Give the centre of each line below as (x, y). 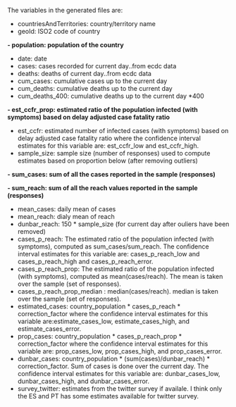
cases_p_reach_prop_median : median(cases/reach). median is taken (118, 291)
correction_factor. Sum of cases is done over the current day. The (113, 366)
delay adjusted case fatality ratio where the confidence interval (109, 138)
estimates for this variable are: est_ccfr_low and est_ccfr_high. (108, 146)
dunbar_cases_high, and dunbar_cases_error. (83, 381)
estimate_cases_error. (49, 329)
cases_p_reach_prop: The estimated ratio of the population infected (116, 269)
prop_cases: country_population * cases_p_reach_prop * (99, 336)
